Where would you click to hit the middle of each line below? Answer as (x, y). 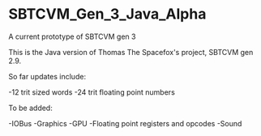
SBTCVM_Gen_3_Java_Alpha (107, 14)
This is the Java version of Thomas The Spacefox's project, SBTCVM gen (131, 52)
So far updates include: (47, 76)
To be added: (30, 108)
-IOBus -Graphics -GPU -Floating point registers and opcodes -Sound (125, 123)
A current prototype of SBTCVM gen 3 (72, 36)
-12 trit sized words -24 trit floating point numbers (92, 92)
